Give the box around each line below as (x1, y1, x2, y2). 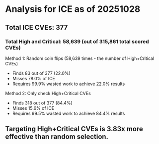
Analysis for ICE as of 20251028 (5, 3, 141, 15)
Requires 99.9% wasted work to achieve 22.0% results (12, 81, 125, 87)
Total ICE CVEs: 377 (5, 23, 68, 32)
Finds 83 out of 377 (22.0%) (12, 70, 71, 76)
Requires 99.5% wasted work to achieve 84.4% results (12, 110, 125, 116)
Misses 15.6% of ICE (12, 105, 55, 111)
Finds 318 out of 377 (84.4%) (12, 100, 73, 106)
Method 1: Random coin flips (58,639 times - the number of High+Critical (5, 55, 155, 61)
